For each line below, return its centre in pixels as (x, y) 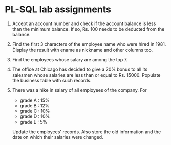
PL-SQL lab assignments (58, 9)
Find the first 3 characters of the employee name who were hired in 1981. (89, 44)
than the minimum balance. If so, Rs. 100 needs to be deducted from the (88, 29)
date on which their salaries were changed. (58, 137)
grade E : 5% (34, 122)
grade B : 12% (35, 105)
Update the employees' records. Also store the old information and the (87, 132)
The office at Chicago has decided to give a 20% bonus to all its (80, 69)
